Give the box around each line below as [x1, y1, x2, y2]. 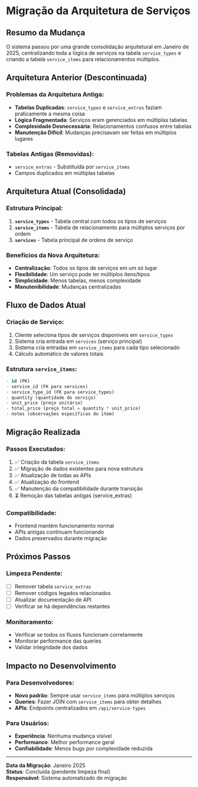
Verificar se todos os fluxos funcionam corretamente [14, 631, 143, 639]
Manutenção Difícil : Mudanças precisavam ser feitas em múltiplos [14, 128, 177, 136]
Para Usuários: [6, 719, 49, 727]
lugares [14, 135, 34, 142]
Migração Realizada [6, 427, 81, 437]
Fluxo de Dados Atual [6, 300, 86, 310]
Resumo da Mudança [6, 28, 85, 38]
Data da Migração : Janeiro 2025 [6, 762, 85, 769]
